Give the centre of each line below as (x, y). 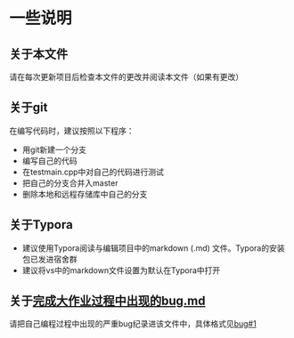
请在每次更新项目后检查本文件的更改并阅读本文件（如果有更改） (126, 77)
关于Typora (41, 225)
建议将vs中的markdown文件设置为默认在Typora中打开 (121, 270)
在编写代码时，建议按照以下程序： (72, 131)
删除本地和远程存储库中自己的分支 (85, 194)
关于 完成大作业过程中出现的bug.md (107, 301)
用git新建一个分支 (54, 149)
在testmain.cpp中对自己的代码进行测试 (93, 172)
